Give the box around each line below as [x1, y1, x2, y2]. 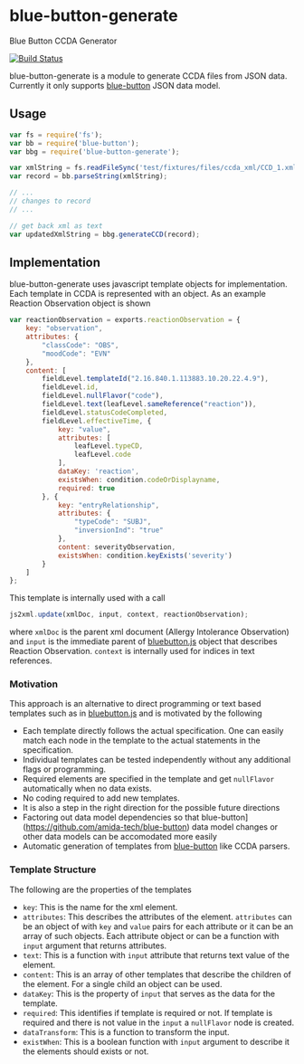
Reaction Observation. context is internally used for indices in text [9, 646, 255, 657]
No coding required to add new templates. [22, 793, 180, 803]
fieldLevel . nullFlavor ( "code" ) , [42, 391, 165, 401]
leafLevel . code [73, 450, 131, 460]
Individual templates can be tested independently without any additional [22, 755, 291, 765]
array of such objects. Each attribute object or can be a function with [22, 930, 280, 941]
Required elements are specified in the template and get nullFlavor [22, 774, 274, 784]
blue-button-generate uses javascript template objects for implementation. [9, 279, 288, 290]
